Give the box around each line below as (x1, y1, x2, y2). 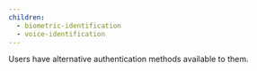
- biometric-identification (16, 21, 122, 30)
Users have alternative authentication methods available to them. (8, 54, 249, 65)
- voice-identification (16, 29, 105, 38)
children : (8, 12, 46, 22)
